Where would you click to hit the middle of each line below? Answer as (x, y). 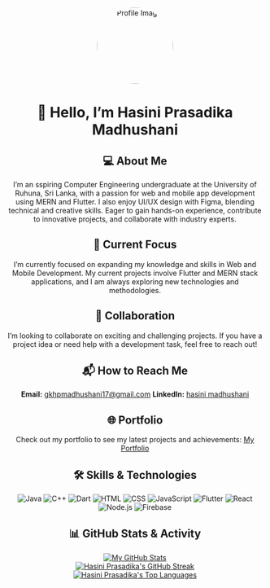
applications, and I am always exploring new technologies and (135, 281)
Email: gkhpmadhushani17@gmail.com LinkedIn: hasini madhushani (135, 394)
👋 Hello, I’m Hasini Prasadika (135, 113)
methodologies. (135, 290)
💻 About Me (135, 161)
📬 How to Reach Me (135, 371)
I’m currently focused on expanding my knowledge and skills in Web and (135, 264)
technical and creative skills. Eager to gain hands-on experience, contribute (135, 211)
